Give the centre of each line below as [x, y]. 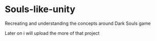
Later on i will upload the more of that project [52, 33]
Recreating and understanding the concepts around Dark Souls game [78, 23]
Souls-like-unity [40, 9]
